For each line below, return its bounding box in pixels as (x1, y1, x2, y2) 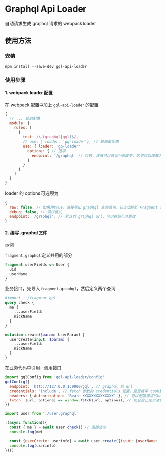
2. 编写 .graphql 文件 (5, 229, 48, 236)
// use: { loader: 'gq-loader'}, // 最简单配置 (23, 139, 119, 144)
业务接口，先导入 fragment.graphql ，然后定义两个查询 (5, 286, 116, 291)
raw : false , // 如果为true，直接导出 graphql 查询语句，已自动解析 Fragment (9, 205, 158, 210)
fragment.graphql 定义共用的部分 (5, 252, 73, 258)
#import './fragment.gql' (5, 295, 58, 300)
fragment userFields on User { (5, 262, 70, 267)
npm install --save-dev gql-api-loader (5, 64, 87, 69)
